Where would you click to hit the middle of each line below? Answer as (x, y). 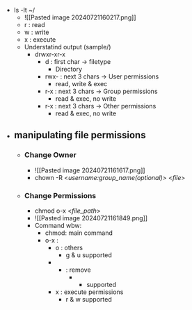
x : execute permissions (89, 292)
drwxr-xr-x (50, 54)
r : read (34, 25)
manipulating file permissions (80, 135)
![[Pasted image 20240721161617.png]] (90, 170)
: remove (79, 270)
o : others (69, 247)
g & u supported (89, 255)
